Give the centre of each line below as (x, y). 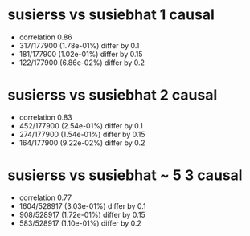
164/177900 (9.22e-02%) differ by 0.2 (82, 143)
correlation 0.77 (45, 197)
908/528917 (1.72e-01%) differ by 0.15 (82, 214)
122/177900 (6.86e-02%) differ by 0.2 (82, 63)
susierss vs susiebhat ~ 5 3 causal (125, 175)
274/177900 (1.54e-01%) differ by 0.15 (82, 134)
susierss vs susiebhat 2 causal (113, 95)
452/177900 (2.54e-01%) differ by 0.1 (81, 125)
